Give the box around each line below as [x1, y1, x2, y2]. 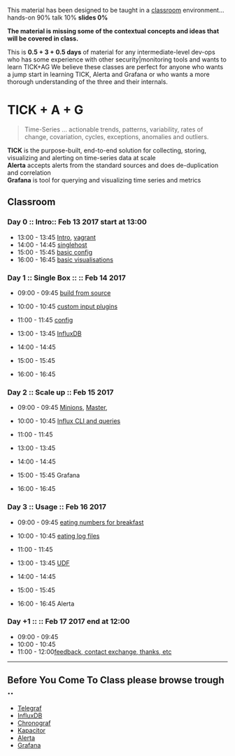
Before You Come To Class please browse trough [7, 674, 225, 686]
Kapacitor [17, 726, 46, 734]
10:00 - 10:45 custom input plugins [17, 302, 117, 311]
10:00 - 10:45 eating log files [17, 532, 100, 540]
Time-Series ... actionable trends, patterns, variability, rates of [24, 125, 204, 134]
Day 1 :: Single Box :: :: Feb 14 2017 [7, 273, 126, 283]
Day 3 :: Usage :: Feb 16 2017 [7, 502, 106, 512]
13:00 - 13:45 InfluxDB [17, 329, 82, 338]
